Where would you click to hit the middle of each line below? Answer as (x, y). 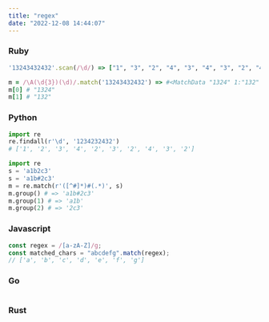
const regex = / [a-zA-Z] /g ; (55, 245)
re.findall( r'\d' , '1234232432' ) (64, 142)
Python (23, 118)
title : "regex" (34, 16)
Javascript (30, 229)
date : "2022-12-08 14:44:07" (57, 23)
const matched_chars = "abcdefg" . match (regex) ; (89, 253)
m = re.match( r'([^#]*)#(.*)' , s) (66, 186)
